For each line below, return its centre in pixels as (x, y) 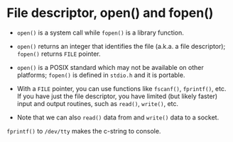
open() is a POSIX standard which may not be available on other (110, 67)
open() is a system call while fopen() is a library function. (100, 32)
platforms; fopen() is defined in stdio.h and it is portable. (101, 75)
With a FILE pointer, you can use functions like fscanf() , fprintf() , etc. (121, 88)
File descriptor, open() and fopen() (110, 13)
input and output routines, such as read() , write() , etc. (98, 103)
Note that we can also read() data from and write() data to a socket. (118, 117)
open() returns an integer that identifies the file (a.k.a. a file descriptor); (121, 46)
